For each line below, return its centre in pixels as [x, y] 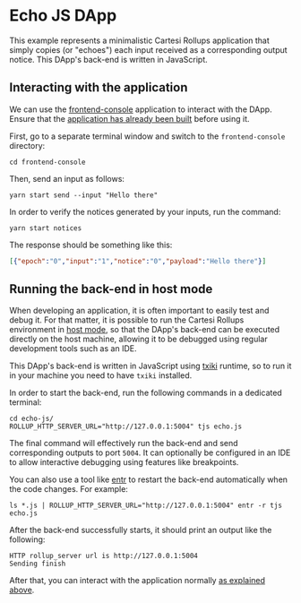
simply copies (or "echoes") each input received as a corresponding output [149, 49]
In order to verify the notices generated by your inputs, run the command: [145, 211]
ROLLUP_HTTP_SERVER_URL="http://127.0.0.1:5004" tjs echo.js [126, 426]
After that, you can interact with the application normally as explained [138, 581]
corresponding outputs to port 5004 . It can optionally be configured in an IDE [150, 452]
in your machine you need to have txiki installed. [101, 375]
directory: [27, 145]
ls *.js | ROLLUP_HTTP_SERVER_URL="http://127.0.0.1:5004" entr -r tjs [146, 506]
